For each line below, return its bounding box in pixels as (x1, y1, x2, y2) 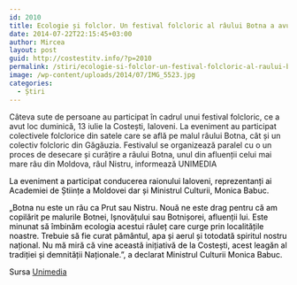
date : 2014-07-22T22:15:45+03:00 (9, 29, 133, 38)
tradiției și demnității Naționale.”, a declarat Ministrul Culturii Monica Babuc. (9, 249, 283, 259)
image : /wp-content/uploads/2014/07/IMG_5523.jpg (9, 71, 196, 80)
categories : (9, 79, 53, 88)
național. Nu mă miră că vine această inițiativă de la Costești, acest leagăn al (9, 240, 287, 250)
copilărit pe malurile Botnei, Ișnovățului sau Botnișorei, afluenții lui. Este (9, 212, 269, 222)
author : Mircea (9, 37, 65, 47)
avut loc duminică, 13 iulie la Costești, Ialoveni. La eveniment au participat (9, 120, 277, 131)
